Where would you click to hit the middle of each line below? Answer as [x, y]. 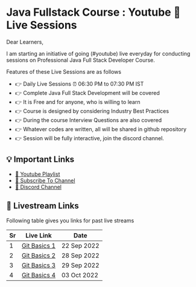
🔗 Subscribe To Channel [45, 180]
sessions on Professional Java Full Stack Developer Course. [81, 60]
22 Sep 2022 [80, 245]
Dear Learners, [25, 42]
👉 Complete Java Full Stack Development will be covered [87, 92]
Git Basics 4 [39, 275]
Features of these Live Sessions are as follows [64, 71]
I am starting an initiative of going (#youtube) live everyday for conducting [98, 53]
